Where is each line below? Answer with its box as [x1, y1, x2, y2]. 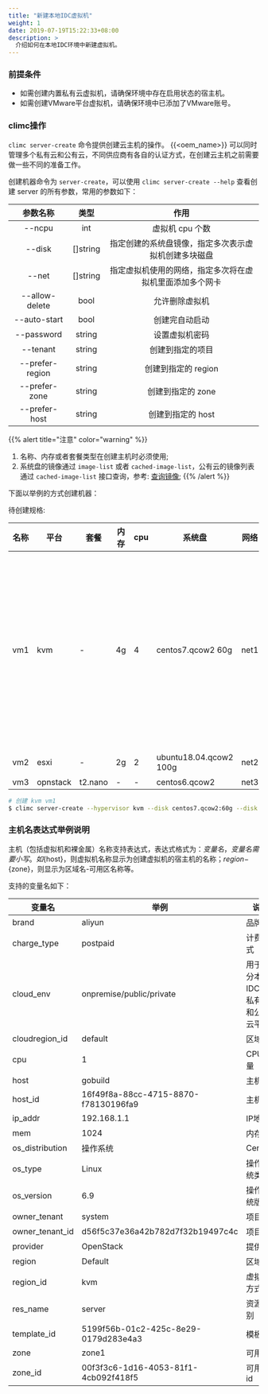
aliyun [81, 916, 105, 927]
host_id [12, 1093, 40, 1105]
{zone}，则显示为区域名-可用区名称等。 [8, 864, 138, 873]
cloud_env [12, 988, 51, 999]
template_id [12, 1328, 56, 1339]
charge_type [12, 938, 60, 949]
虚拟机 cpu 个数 [152, 223, 211, 234]
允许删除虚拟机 [153, 295, 210, 306]
